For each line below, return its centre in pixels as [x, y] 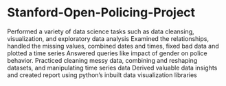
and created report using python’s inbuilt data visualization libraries [102, 75]
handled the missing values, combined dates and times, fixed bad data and [113, 46]
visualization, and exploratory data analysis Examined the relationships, [108, 38]
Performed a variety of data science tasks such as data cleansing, [101, 31]
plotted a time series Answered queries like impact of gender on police [107, 53]
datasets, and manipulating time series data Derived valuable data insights [112, 68]
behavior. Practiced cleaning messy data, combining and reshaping [102, 60]
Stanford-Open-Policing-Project [101, 13]
